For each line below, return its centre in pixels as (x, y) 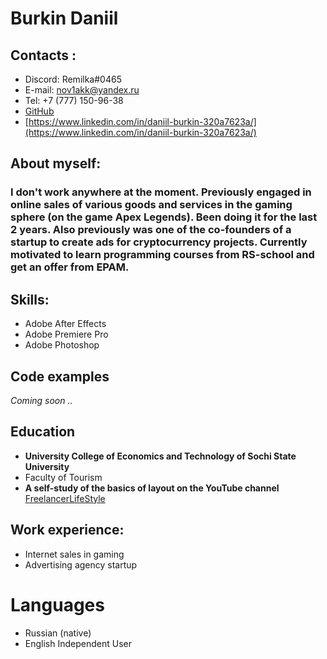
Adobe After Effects (65, 324)
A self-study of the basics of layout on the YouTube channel (152, 488)
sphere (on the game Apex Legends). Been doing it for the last (164, 217)
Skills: (30, 299)
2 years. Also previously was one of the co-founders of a (151, 230)
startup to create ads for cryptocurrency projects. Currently (159, 242)
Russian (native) (58, 633)
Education (43, 432)
